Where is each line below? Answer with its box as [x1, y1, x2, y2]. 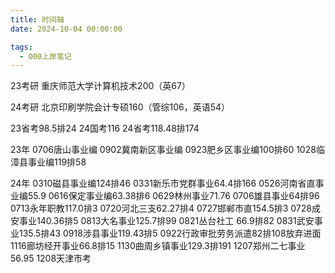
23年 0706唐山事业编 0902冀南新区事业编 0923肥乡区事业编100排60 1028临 [10, 144, 325, 156]
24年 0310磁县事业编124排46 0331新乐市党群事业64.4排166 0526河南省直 [10, 177, 316, 190]
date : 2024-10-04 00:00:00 [10, 24, 123, 34]
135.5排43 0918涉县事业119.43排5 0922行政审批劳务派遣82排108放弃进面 [18, 227, 322, 240]
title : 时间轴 [10, 14, 65, 25]
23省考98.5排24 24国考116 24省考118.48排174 [10, 122, 200, 135]
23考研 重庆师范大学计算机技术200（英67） [10, 80, 191, 92]
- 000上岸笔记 [19, 51, 72, 61]
